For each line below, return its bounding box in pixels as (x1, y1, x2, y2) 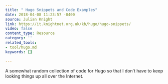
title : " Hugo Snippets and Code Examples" (5, 7, 98, 13)
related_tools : (5, 40, 37, 45)
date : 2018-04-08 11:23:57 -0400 (5, 12, 75, 17)
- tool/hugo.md (5, 45, 37, 50)
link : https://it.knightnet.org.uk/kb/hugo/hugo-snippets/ (5, 21, 131, 27)
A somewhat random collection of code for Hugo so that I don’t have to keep (5, 67, 163, 73)
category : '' (5, 36, 33, 41)
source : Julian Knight (5, 17, 53, 22)
